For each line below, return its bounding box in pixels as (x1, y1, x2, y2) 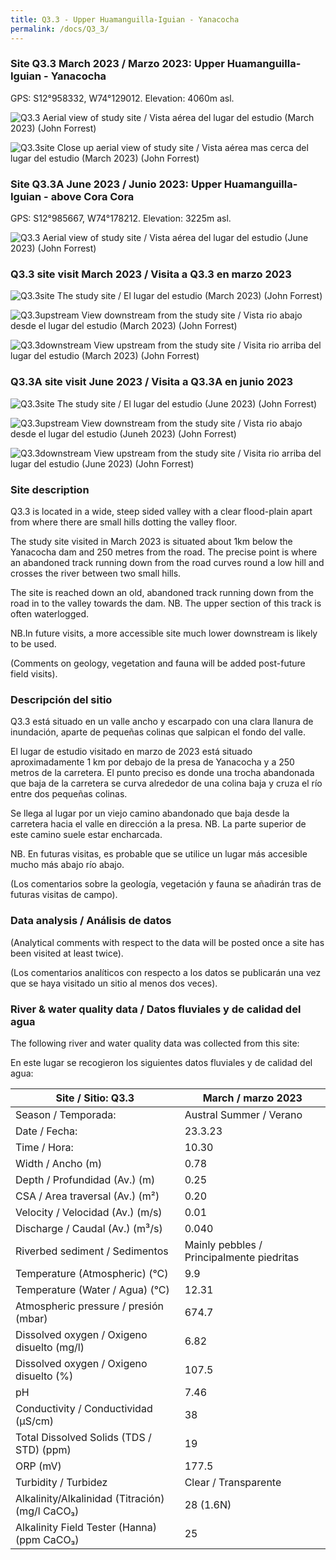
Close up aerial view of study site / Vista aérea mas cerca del (56, 141, 309, 153)
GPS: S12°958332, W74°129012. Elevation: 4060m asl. (10, 92, 235, 104)
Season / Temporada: (15, 1107, 117, 1121)
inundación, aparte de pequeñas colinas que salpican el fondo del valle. (10, 726, 306, 738)
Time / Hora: (15, 1140, 74, 1154)
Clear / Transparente (184, 1475, 282, 1489)
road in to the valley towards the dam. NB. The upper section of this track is (10, 597, 322, 609)
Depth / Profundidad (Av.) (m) (15, 1172, 156, 1186)
